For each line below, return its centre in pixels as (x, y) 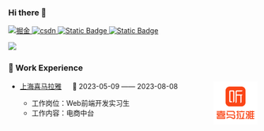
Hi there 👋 (28, 13)
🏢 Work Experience (46, 68)
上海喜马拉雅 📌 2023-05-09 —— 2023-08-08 (99, 86)
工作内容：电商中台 (63, 113)
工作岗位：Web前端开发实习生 (81, 103)
